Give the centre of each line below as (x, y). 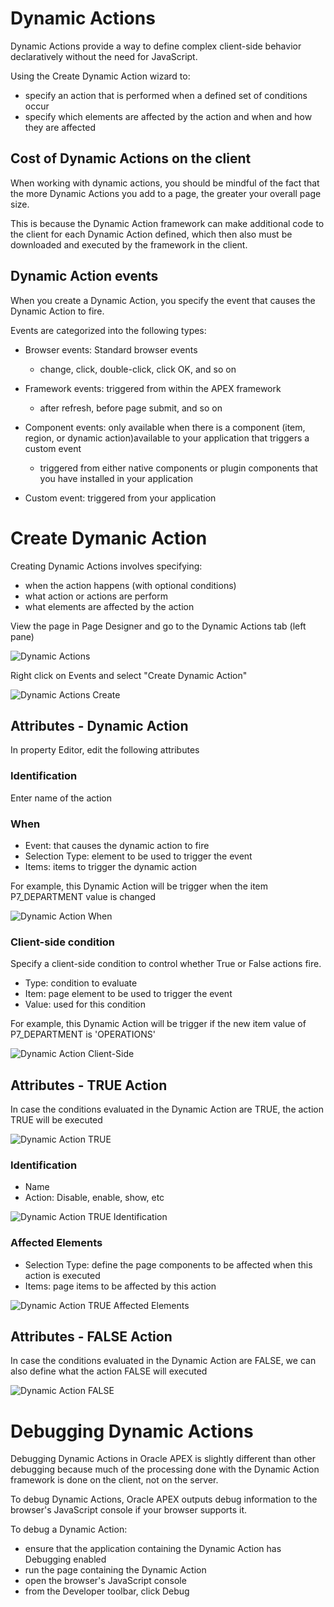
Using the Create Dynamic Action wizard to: (100, 76)
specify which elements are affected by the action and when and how (168, 116)
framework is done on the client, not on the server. (114, 1480)
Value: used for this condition (85, 1004)
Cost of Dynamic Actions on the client (131, 158)
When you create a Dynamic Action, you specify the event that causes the (163, 300)
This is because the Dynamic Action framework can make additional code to (167, 223)
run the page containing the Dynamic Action (115, 1570)
